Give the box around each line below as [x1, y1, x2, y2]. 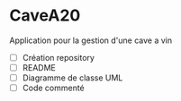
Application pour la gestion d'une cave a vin [9, 35, 173, 46]
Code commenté [22, 82, 86, 94]
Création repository [22, 52, 95, 63]
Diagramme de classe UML [22, 72, 123, 83]
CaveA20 [9, 5, 81, 26]
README [22, 63, 57, 72]
